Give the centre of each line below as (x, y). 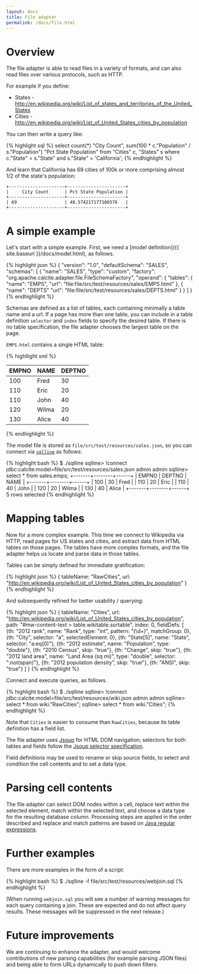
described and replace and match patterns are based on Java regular (91, 823)
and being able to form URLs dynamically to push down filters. (82, 965)
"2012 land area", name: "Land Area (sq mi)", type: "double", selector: (91, 656)
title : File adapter (32, 17)
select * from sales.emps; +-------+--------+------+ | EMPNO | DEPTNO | (97, 476)
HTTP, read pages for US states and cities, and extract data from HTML (93, 541)
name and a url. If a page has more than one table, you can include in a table (100, 314)
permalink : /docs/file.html (41, 22)
